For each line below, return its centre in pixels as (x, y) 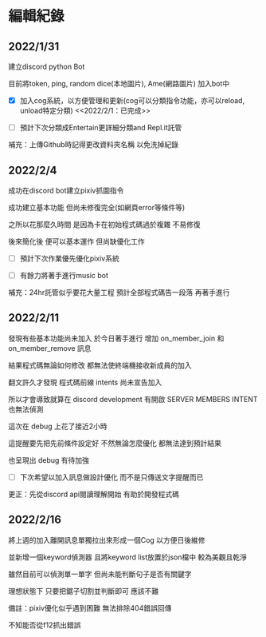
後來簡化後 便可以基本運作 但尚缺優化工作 (76, 241)
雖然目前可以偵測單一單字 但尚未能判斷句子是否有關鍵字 (100, 574)
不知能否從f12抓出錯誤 (45, 625)
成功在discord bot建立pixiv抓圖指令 (66, 190)
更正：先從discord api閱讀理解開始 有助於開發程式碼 (94, 494)
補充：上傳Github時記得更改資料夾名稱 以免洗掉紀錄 (94, 145)
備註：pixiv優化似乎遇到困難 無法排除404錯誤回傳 (90, 607)
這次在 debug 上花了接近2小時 (58, 426)
